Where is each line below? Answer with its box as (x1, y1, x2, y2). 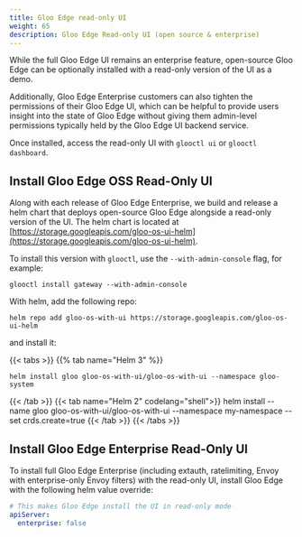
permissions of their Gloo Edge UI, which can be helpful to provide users (9, 101, 279, 112)
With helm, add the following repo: (9, 296, 137, 307)
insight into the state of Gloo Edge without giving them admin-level (9, 110, 257, 122)
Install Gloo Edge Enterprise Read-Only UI (9, 441, 248, 457)
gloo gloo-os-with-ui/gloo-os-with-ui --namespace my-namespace (32, 405, 283, 416)
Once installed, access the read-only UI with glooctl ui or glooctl (9, 137, 257, 149)
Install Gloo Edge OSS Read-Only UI (9, 173, 214, 189)
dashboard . (9, 147, 49, 158)
